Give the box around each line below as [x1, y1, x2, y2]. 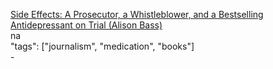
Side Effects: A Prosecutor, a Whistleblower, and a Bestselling [10, 9, 264, 20]
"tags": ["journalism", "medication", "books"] [10, 40, 195, 52]
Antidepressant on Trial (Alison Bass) [10, 19, 163, 31]
